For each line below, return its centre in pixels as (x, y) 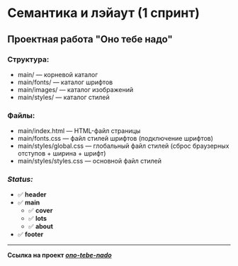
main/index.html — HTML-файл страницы (79, 131)
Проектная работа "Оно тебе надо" (90, 39)
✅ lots (38, 219)
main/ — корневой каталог (58, 74)
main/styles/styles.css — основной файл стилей (89, 161)
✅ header (32, 195)
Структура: (28, 59)
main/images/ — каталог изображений (75, 89)
